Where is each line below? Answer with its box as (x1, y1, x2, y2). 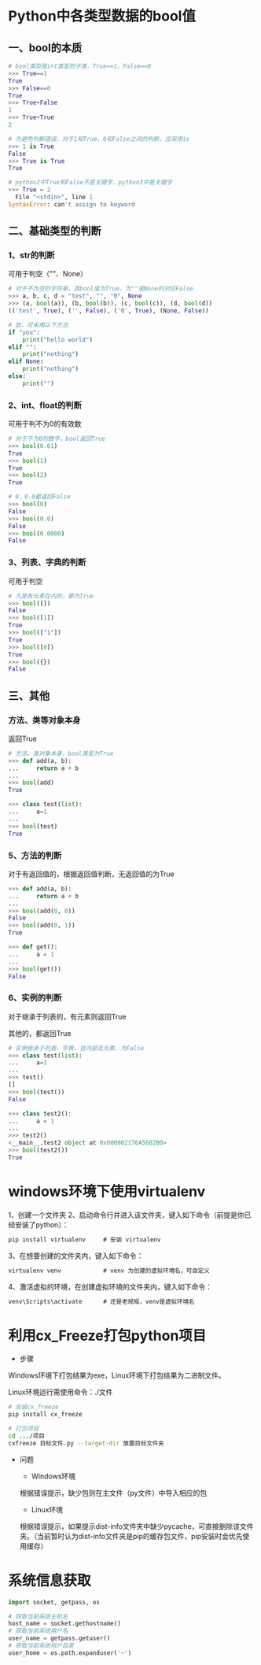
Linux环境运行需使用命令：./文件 (8, 1387, 113, 1397)
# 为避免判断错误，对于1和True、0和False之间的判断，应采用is (8, 135, 190, 142)
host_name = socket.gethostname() (8, 1619, 122, 1628)
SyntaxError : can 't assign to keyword (8, 200, 135, 209)
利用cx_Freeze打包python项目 (8, 1326, 207, 1345)
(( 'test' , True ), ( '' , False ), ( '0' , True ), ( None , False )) (8, 307, 210, 315)
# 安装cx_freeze (8, 1403, 59, 1412)
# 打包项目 (8, 1425, 39, 1433)
